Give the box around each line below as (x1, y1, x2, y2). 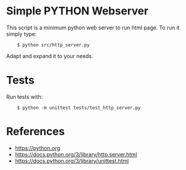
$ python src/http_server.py (17, 42, 90, 48)
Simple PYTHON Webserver (6, 4, 149, 18)
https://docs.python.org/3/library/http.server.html (14, 151, 137, 158)
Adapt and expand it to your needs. (6, 52, 94, 59)
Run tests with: (6, 93, 43, 100)
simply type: (6, 30, 37, 37)
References (6, 125, 65, 138)
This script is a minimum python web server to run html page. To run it (6, 24, 180, 31)
